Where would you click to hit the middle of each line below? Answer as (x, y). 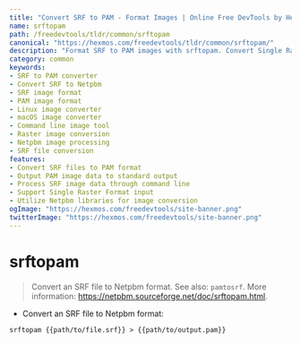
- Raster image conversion (60, 134)
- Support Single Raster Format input (82, 193)
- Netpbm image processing (60, 142)
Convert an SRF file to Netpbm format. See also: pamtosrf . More (149, 287)
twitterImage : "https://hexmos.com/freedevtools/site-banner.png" (136, 217)
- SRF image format (46, 92)
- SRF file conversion (52, 150)
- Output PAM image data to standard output (94, 176)
